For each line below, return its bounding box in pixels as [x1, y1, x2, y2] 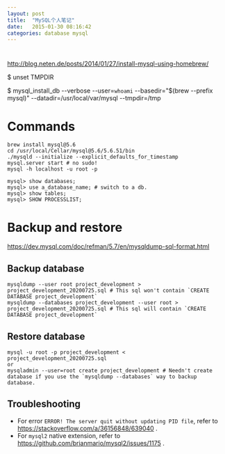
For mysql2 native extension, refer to [17, 431, 121, 439]
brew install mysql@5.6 [7, 141, 76, 148]
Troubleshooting [7, 398, 81, 410]
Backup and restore [7, 219, 123, 235]
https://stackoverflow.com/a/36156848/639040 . [17, 424, 158, 432]
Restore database [7, 330, 85, 342]
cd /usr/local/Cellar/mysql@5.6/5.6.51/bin [7, 148, 135, 155]
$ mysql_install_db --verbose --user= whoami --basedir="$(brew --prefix [7, 86, 213, 95]
